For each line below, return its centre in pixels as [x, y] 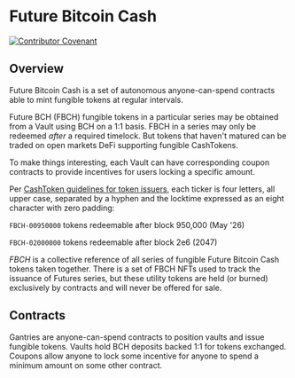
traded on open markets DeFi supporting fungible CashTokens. [124, 145]
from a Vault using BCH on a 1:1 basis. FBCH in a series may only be [133, 126]
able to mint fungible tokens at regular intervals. [97, 99]
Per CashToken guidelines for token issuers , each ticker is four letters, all [142, 189]
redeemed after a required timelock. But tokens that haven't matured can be [148, 136]
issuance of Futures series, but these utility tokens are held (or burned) [139, 278]
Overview [37, 69]
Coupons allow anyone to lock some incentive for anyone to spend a [134, 356]
